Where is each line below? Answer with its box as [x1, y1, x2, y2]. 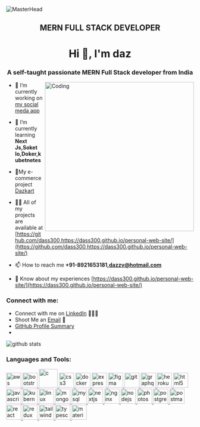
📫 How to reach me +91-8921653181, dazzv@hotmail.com [14, 261, 162, 268]
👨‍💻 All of [14, 199, 37, 206]
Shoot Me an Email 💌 [14, 316, 66, 323]
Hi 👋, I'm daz [68, 47, 132, 60]
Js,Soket [14, 144, 37, 151]
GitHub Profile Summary [14, 323, 74, 330]
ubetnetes [14, 156, 42, 163]
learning [14, 131, 36, 138]
